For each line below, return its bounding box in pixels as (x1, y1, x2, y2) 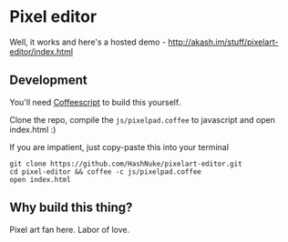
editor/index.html (9, 45, 74, 56)
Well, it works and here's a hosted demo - (9, 36, 167, 47)
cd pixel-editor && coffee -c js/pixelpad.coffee (9, 166, 202, 176)
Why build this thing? (9, 200, 133, 216)
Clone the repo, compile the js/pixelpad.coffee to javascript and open (9, 114, 276, 125)
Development (9, 73, 88, 88)
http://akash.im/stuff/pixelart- (168, 36, 279, 47)
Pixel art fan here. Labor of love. (9, 224, 130, 235)
